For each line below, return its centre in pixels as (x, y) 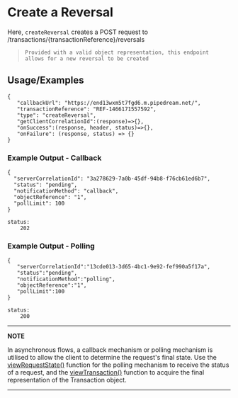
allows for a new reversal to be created (86, 58)
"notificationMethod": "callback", (66, 191)
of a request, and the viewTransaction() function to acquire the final (106, 373)
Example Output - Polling (51, 246)
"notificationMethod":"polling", (66, 279)
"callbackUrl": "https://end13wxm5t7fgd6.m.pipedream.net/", (109, 103)
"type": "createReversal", (57, 115)
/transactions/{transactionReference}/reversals (76, 39)
